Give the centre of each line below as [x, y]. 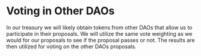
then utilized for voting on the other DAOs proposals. [71, 46]
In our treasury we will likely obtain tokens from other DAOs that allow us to [99, 27]
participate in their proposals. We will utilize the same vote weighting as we [99, 33]
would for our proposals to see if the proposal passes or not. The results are [100, 40]
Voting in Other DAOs [60, 11]
